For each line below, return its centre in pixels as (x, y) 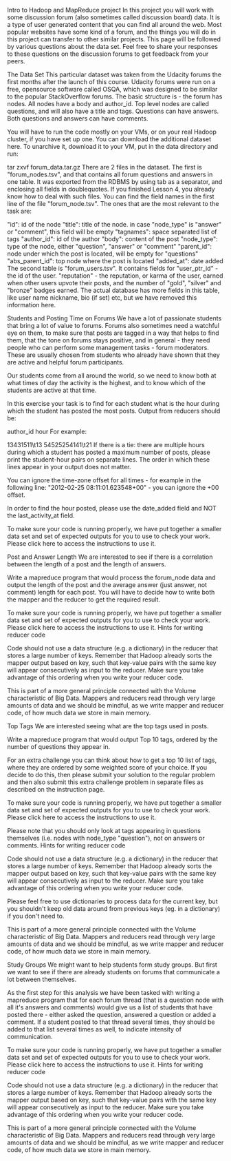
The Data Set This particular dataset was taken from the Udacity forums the (114, 74)
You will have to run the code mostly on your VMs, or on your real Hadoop (112, 132)
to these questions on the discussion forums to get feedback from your (108, 54)
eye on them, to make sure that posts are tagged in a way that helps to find (113, 333)
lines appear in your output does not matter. (69, 467)
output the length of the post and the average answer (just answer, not (107, 585)
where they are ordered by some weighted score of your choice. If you (107, 767)
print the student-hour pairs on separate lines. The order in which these (109, 460)
